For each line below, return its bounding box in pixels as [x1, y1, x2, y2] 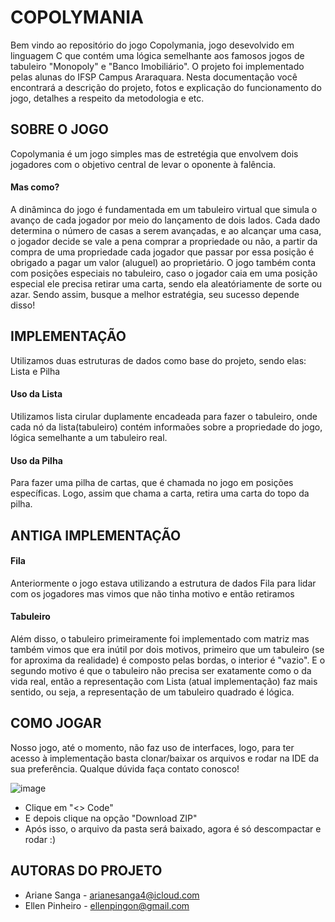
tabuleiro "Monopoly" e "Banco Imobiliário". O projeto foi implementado [10, 60, 305, 72]
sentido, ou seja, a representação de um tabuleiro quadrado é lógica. [10, 686, 295, 698]
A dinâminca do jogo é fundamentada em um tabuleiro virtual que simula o [10, 203, 318, 215]
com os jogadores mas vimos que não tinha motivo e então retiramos [10, 587, 295, 600]
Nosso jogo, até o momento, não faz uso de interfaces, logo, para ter [10, 741, 295, 753]
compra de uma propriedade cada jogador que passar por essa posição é [10, 246, 315, 258]
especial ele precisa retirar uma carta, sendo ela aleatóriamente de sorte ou [10, 277, 323, 290]
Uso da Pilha [10, 454, 63, 466]
